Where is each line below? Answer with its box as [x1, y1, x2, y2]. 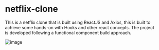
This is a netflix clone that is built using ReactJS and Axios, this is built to [5, 19, 151, 25]
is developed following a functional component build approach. [5, 30, 131, 35]
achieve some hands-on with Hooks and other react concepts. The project [5, 24, 155, 30]
